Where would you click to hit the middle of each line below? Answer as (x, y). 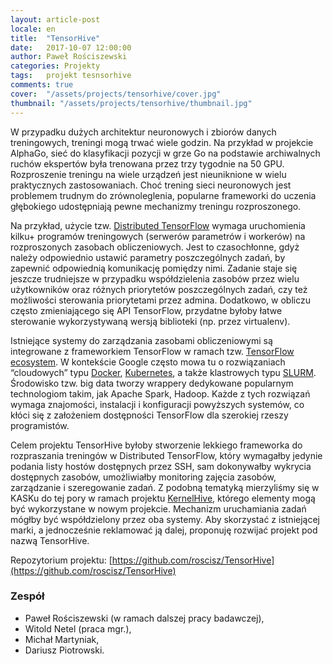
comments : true (42, 85)
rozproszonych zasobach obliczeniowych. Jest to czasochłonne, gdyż (155, 247)
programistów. (40, 425)
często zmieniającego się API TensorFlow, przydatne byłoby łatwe (146, 310)
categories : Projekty (55, 66)
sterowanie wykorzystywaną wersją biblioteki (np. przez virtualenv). (150, 321)
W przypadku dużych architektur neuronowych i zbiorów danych (143, 132)
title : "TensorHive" (55, 38)
